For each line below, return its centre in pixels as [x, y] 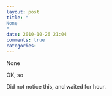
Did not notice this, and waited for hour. [56, 86]
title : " [17, 18]
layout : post [23, 12]
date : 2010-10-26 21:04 [37, 35]
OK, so [15, 75]
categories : [21, 46]
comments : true [26, 40]
